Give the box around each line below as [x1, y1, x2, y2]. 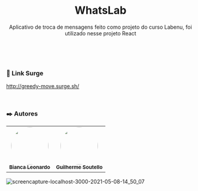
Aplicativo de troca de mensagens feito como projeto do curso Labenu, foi [8, 23, 193, 31]
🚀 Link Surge [6, 69, 44, 77]
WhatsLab [74, 4, 127, 17]
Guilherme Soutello [56, 164, 103, 171]
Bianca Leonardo [9, 164, 51, 171]
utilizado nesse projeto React [65, 29, 136, 37]
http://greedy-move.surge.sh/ [6, 83, 80, 90]
